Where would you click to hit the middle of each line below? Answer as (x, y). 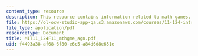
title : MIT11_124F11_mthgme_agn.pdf (51, 38)
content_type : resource (35, 11)
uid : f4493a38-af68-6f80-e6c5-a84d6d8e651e (60, 44)
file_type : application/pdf (41, 28)
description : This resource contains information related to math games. (99, 17)
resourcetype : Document (35, 33)
